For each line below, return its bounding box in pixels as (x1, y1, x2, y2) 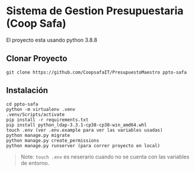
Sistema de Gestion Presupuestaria (6, 4, 184, 18)
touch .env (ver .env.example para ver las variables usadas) (6, 127, 163, 133)
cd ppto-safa (6, 101, 39, 107)
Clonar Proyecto (6, 53, 68, 63)
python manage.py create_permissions (6, 138, 100, 144)
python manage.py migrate (6, 132, 70, 138)
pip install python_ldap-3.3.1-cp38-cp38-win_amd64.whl (6, 122, 147, 128)
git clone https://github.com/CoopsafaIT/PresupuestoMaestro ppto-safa (6, 69, 187, 75)
